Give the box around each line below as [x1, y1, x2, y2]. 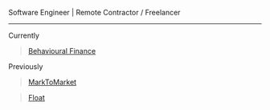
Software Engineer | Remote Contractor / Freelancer [8, 8, 181, 17]
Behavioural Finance [27, 47, 96, 55]
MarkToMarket [27, 77, 77, 87]
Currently [8, 31, 40, 40]
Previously [8, 62, 43, 71]
